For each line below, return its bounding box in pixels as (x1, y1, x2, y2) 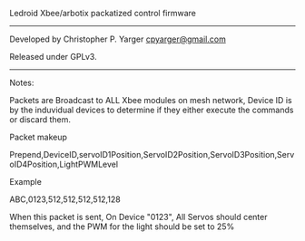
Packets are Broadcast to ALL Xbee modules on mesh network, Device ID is (9, 95, 292, 105)
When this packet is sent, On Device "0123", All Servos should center (9, 212, 268, 222)
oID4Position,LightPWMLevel (9, 159, 119, 169)
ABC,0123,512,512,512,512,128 (9, 194, 121, 205)
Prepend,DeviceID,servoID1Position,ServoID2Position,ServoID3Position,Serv (9, 149, 295, 159)
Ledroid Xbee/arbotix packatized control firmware (9, 8, 197, 18)
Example (9, 177, 43, 187)
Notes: (9, 77, 34, 88)
